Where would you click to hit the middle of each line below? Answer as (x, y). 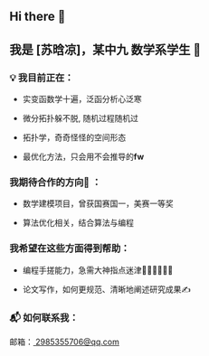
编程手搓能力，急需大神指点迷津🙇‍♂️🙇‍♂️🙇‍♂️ (98, 270)
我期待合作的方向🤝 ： (55, 182)
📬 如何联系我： (44, 317)
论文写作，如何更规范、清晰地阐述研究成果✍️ (107, 289)
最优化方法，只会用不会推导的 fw (83, 157)
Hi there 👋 (38, 17)
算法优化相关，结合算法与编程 (78, 223)
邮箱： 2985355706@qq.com (64, 342)
